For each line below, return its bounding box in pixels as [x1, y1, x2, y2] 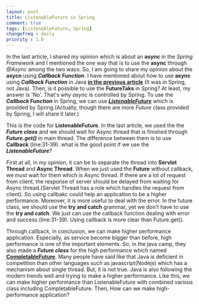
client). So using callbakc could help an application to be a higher [6, 191, 167, 197]
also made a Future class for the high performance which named [6, 247, 167, 254]
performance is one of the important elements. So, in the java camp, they [6, 241, 186, 247]
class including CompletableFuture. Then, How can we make [6, 285, 155, 292]
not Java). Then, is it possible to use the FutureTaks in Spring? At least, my [6, 85, 191, 92]
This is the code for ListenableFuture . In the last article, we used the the [6, 122, 185, 129]
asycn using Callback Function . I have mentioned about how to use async [6, 72, 191, 79]
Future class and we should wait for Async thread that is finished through [6, 128, 188, 135]
